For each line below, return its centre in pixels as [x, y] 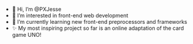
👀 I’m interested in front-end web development [70, 15]
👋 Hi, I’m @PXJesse [37, 9]
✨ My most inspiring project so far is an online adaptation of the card [98, 28]
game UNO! [27, 35]
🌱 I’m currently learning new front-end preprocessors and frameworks [100, 22]
